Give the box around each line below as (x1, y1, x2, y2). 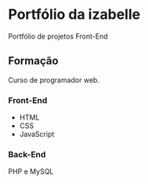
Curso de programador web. (8, 75, 100, 84)
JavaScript (19, 130, 55, 139)
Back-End (8, 149, 46, 160)
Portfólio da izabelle (8, 6, 141, 24)
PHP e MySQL (8, 167, 54, 176)
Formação (8, 54, 59, 68)
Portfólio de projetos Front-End (8, 31, 108, 41)
